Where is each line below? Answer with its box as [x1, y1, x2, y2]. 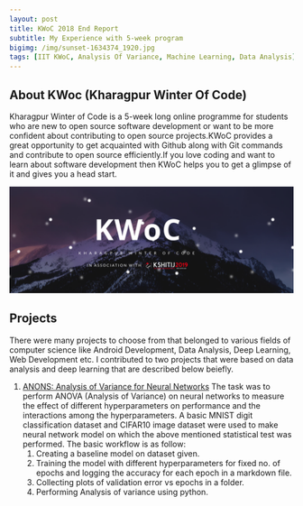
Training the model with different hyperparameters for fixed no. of [35, 457, 281, 468]
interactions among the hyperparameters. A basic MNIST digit [22, 409, 253, 420]
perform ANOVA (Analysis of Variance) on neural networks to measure [22, 391, 285, 401]
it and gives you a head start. [9, 168, 117, 179]
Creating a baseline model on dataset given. [35, 447, 200, 459]
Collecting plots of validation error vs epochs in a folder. [35, 476, 245, 487]
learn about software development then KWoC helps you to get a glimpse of [9, 159, 291, 170]
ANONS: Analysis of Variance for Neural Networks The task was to [22, 381, 271, 391]
